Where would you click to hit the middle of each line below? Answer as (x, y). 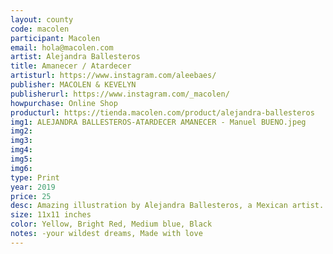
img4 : (21, 150)
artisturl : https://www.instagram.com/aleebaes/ (113, 76)
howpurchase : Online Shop (64, 103)
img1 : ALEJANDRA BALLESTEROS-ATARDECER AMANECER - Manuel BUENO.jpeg (158, 122)
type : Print (35, 177)
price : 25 (31, 196)
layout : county (42, 19)
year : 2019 (33, 187)
